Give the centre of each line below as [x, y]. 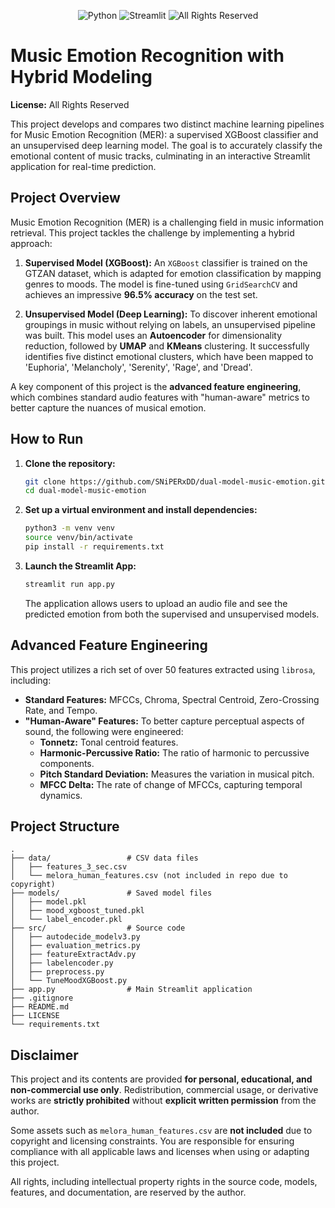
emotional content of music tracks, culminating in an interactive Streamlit [160, 156]
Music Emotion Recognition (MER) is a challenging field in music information [167, 222]
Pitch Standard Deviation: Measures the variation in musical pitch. [177, 774]
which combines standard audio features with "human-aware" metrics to [160, 397]
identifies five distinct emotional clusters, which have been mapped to [169, 356]
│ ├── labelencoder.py [62, 963]
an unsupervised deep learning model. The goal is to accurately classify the [166, 145]
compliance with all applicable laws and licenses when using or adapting [160, 1152]
